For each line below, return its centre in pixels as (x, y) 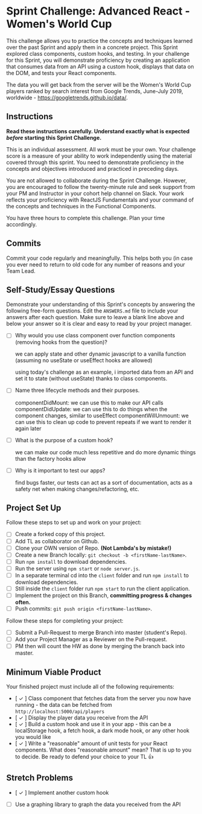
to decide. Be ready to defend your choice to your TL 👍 (84, 757)
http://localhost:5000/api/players (60, 712)
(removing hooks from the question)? (61, 342)
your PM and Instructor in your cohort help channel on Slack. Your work (95, 193)
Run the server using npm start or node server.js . (77, 568)
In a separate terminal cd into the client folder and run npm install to (102, 575)
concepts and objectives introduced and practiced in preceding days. (93, 168)
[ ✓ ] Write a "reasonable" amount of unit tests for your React (91, 744)
